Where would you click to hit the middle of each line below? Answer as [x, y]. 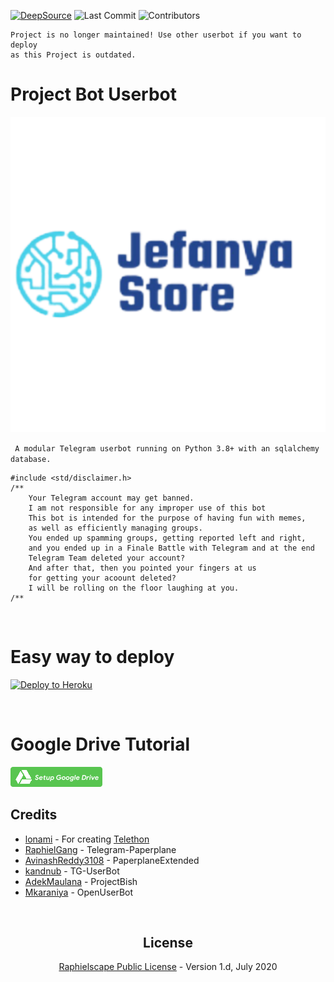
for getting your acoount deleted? [102, 578]
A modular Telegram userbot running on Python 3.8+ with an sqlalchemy [167, 448]
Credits [34, 815]
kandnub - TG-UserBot [72, 871]
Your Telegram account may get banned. [111, 498]
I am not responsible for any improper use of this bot [147, 508]
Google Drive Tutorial [100, 744]
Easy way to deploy [92, 657]
